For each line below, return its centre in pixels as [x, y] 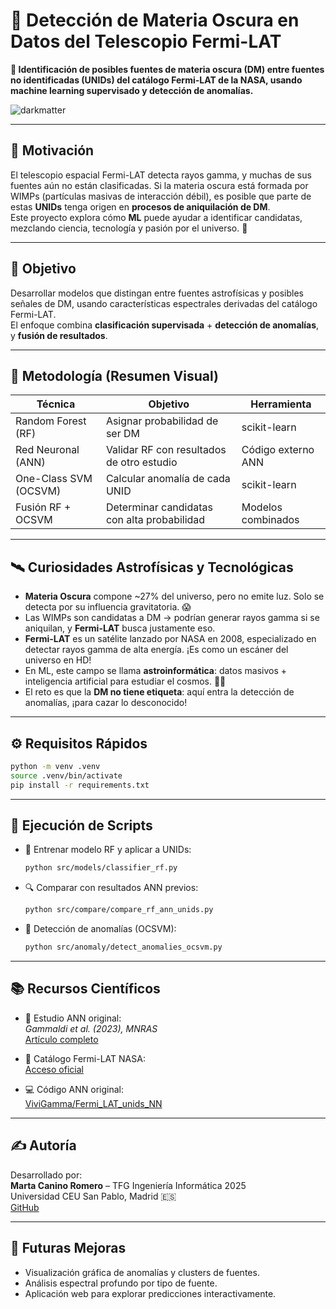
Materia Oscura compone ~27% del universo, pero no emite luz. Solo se [174, 596]
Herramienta [281, 404]
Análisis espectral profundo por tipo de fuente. [121, 1283]
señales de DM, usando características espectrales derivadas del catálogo [164, 303]
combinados [270, 520]
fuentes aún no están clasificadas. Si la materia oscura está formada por [159, 185]
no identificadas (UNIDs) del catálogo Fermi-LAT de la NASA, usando [156, 80]
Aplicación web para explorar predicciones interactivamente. [150, 1293]
